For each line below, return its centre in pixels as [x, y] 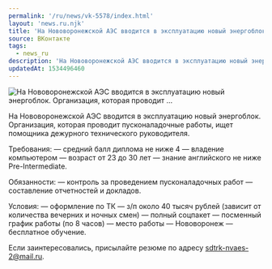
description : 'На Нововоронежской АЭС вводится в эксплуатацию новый [128, 62]
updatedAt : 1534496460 [47, 69]
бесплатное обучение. [47, 232]
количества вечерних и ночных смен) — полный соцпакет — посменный [135, 215]
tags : [17, 46]
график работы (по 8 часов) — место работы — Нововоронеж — [121, 223]
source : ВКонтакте [39, 38]
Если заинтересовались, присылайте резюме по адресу [106, 247]
